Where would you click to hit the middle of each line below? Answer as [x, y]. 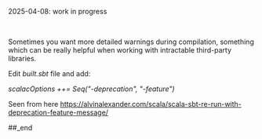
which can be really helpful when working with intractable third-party [120, 50]
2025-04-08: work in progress [58, 11]
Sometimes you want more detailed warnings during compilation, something [131, 42]
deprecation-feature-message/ [58, 112]
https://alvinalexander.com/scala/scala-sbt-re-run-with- [151, 104]
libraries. [22, 59]
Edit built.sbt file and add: [49, 73]
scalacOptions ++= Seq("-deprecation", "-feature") [91, 89]
